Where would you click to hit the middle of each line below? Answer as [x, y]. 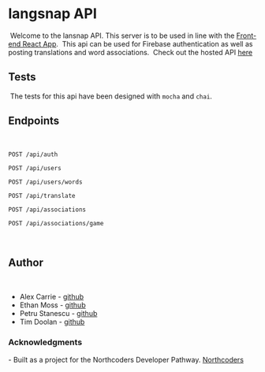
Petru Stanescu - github [58, 314]
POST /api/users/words [45, 182]
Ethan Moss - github [52, 305]
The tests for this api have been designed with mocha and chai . [111, 96]
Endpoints [34, 121]
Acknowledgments [45, 342]
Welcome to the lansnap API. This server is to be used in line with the [122, 35]
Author [26, 262]
